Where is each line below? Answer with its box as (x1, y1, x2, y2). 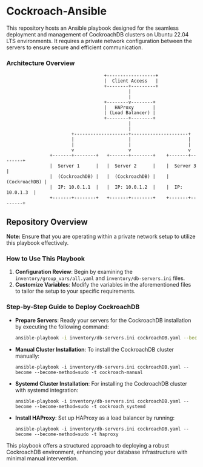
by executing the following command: (15, 323, 109, 330)
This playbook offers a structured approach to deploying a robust (6, 441, 170, 449)
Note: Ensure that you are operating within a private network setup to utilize (6, 233, 196, 240)
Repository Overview (6, 217, 88, 227)
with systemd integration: (15, 386, 79, 394)
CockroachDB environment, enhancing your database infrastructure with (6, 448, 188, 455)
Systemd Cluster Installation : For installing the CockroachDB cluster (15, 380, 188, 387)
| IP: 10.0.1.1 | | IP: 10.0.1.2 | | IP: (49, 184, 183, 191)
